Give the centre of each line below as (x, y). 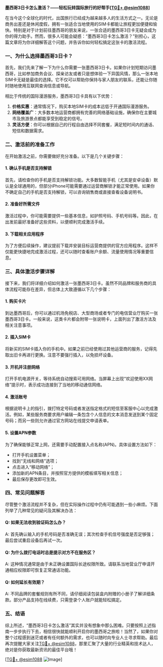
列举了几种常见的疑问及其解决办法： (41, 510)
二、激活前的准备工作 (30, 144)
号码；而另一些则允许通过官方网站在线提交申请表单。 (58, 421)
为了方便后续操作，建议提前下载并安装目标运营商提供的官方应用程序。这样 (79, 246)
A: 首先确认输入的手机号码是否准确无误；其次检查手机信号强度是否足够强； (80, 534)
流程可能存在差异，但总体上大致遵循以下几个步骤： (60, 289)
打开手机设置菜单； (31, 455)
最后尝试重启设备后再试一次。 (35, 540)
